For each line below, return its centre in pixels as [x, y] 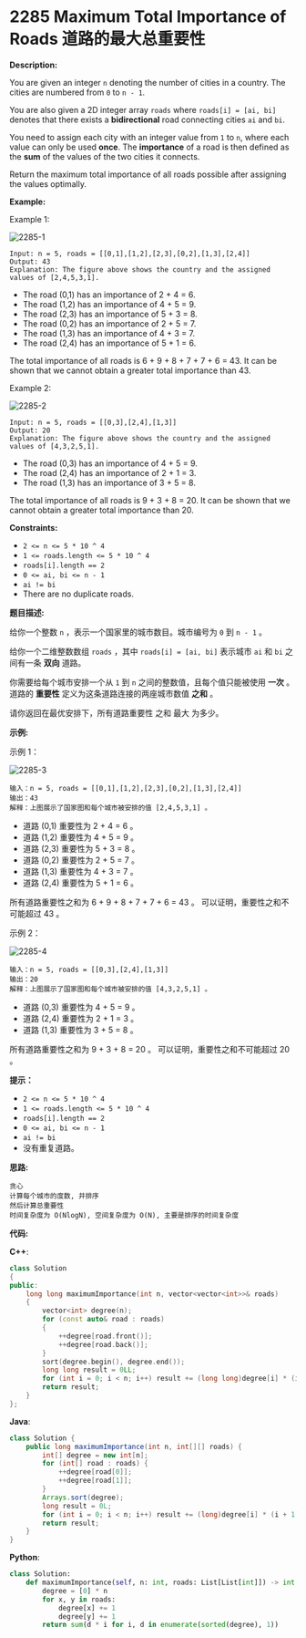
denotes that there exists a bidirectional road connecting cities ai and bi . [147, 119]
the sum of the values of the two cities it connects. [105, 156]
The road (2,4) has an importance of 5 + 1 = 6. [109, 343]
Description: [33, 65]
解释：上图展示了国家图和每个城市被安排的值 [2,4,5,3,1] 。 [111, 808]
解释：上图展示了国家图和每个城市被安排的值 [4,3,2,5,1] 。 [111, 989]
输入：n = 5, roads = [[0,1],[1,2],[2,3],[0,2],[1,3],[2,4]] [126, 788]
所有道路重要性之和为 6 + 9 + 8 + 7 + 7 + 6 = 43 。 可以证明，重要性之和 [145, 902]
